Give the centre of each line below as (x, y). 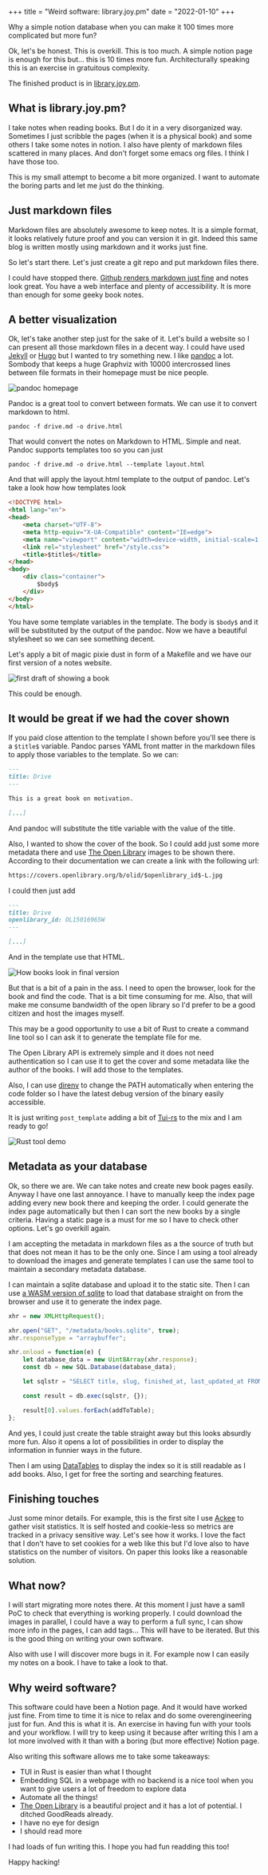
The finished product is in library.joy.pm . (75, 83)
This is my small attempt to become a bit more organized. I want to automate (134, 177)
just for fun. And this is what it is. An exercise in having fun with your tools (130, 1724)
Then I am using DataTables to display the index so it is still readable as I (127, 1465)
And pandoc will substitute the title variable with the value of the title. (122, 828)
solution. (23, 1561)
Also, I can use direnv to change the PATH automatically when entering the (131, 1085)
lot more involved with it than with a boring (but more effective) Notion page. (134, 1741)
